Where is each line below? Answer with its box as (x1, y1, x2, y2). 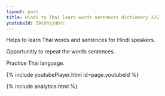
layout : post (6, 8, 39, 15)
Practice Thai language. (6, 59, 65, 67)
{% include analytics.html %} (6, 83, 78, 90)
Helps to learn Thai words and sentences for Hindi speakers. (6, 37, 155, 44)
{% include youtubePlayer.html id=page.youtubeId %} (6, 71, 139, 79)
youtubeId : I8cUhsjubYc (6, 20, 66, 26)
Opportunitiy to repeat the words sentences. (6, 48, 115, 55)
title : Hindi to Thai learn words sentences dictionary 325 (6, 14, 160, 20)
